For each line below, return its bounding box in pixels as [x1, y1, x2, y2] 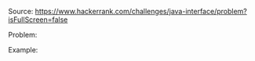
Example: [8, 45, 38, 54]
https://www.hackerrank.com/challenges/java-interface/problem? [35, 7, 247, 16]
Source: [8, 7, 34, 16]
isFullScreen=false [8, 15, 68, 24]
